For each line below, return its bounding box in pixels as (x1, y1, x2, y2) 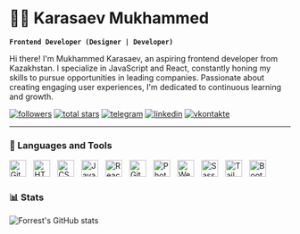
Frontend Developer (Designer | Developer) (9, 38, 174, 46)
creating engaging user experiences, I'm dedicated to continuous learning (9, 81, 282, 92)
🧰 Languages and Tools (9, 138, 112, 151)
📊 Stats (9, 191, 45, 204)
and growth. (9, 91, 54, 102)
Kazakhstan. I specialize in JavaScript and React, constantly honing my (9, 63, 271, 73)
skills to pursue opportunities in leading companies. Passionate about (9, 71, 265, 83)
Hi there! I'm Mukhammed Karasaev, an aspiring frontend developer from (9, 53, 279, 63)
